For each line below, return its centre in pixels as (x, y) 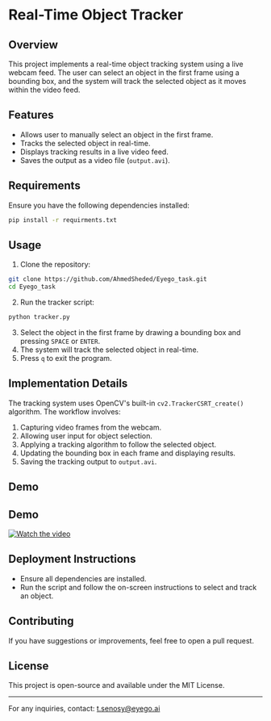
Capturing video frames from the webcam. (91, 427)
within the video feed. (44, 90)
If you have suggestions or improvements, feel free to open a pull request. (131, 640)
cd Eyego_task (32, 287)
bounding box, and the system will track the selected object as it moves (127, 81)
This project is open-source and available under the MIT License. (117, 685)
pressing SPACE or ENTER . (60, 341)
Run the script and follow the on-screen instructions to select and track (138, 587)
